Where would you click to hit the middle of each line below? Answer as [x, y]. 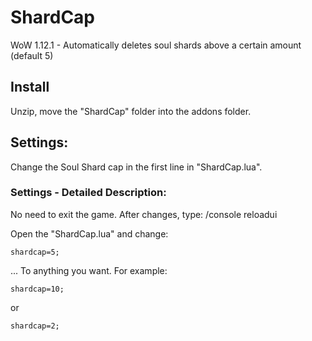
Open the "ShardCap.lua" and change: [89, 233]
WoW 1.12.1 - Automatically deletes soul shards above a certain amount [156, 45]
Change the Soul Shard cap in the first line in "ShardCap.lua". [136, 167]
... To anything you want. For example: [89, 270]
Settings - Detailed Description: [88, 193]
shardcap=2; [35, 326]
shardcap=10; [37, 289]
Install [30, 87]
